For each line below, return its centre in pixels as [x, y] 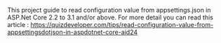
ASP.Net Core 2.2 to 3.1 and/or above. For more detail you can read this [110, 17]
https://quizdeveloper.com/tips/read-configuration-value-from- [122, 25]
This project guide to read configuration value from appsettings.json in [109, 10]
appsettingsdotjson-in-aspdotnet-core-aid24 [73, 32]
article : [18, 25]
